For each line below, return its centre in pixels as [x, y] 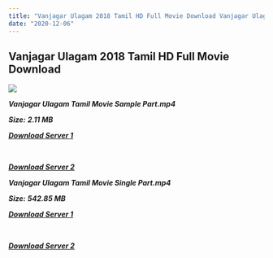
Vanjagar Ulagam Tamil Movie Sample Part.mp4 [92, 104]
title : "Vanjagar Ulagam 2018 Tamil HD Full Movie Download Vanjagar [129, 16]
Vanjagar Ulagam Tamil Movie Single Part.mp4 [90, 183]
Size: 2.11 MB [31, 120]
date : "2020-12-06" [41, 24]
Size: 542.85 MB [37, 199]
